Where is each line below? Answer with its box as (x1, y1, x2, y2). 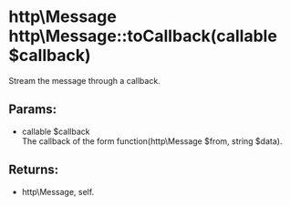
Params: (8, 102, 57, 118)
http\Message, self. (21, 186, 95, 197)
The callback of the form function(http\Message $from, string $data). (21, 135, 283, 147)
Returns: (8, 162, 59, 178)
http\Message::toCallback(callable (8, 26, 277, 46)
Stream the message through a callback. (8, 75, 161, 86)
